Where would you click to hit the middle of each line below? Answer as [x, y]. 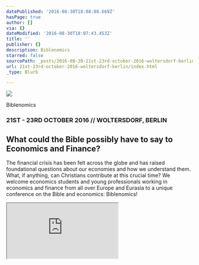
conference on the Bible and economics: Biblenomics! [72, 194]
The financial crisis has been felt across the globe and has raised [86, 162]
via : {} [16, 28]
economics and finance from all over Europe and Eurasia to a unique [89, 188]
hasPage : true [24, 17]
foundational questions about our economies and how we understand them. [99, 169]
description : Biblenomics [38, 50]
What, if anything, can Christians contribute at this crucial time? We [88, 175]
